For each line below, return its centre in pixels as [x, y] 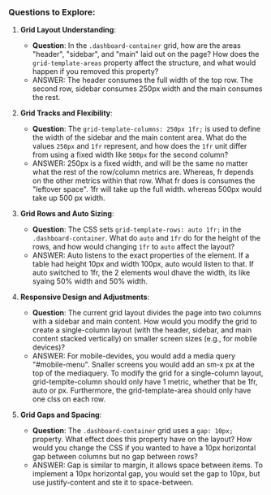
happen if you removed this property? [95, 72]
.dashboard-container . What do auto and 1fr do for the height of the [146, 238]
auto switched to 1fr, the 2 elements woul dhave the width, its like [141, 273]
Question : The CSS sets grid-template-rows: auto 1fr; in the [137, 229]
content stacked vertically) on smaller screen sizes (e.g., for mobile [144, 339]
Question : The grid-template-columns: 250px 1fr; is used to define [146, 129]
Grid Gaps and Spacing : [61, 415]
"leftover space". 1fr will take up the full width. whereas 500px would [147, 189]
